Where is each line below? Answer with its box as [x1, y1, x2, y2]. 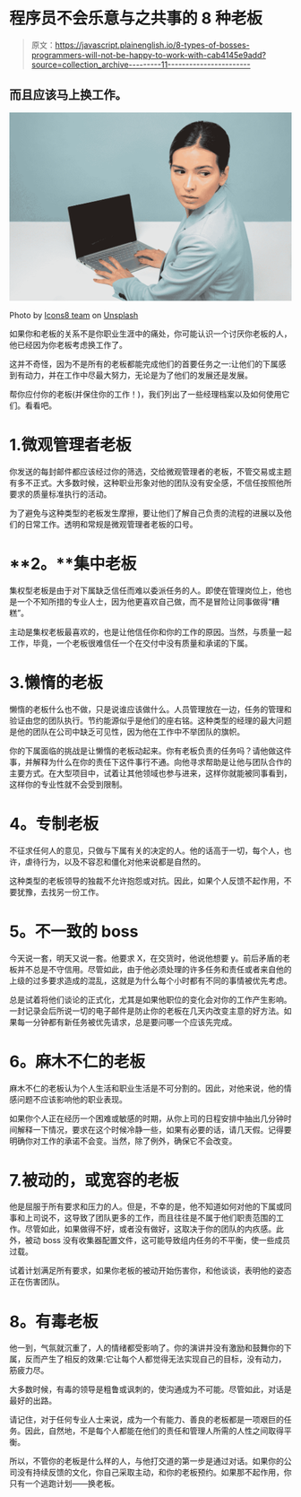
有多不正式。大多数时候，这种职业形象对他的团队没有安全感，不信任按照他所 [9, 477, 292, 488]
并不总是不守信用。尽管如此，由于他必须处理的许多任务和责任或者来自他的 [16, 963, 292, 974]
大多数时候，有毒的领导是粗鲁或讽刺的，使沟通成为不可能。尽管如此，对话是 [9, 1384, 292, 1395]
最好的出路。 [9, 1396, 56, 1406]
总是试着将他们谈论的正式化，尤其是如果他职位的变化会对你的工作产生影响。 [9, 994, 292, 1005]
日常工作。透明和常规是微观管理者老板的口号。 [24, 518, 198, 529]
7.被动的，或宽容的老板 [9, 1170, 179, 1190]
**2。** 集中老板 [9, 553, 137, 574]
